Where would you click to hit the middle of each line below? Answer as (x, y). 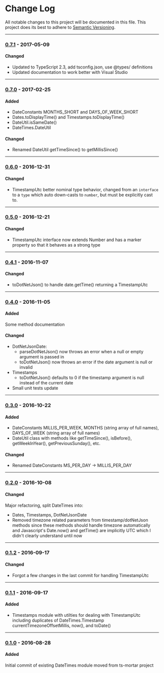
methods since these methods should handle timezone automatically (81, 525)
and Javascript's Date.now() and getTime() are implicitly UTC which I (82, 530)
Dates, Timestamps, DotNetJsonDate (49, 515)
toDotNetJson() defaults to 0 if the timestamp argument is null (82, 378)
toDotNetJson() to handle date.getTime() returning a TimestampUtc (80, 285)
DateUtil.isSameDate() (34, 122)
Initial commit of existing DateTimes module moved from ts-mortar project (79, 665)
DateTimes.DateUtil (31, 128)
